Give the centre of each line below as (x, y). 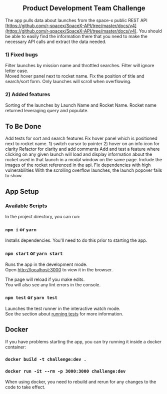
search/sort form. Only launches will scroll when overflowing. (68, 82)
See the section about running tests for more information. (64, 314)
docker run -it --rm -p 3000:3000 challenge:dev (65, 371)
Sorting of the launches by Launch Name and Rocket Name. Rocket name (81, 105)
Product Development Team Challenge (84, 8)
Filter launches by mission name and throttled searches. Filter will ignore (80, 66)
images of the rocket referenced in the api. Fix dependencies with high (78, 165)
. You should (149, 31)
